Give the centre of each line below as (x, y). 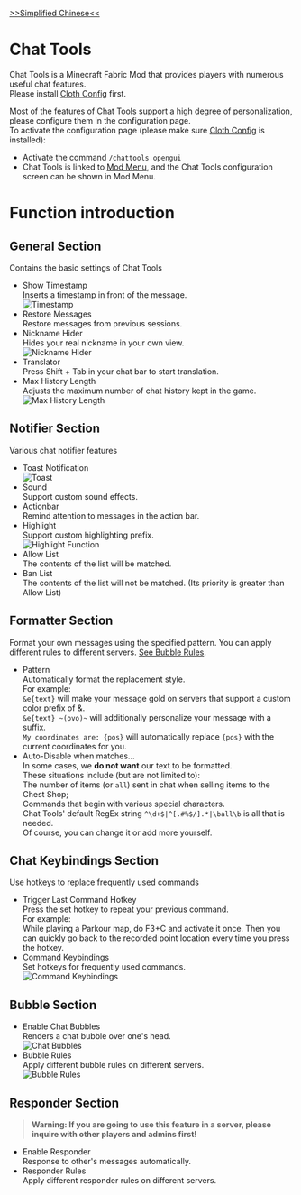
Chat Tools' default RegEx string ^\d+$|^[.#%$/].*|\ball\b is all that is (154, 813)
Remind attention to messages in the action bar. (111, 515)
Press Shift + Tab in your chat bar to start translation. (120, 371)
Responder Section (64, 1103)
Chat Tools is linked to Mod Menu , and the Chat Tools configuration (147, 167)
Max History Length (59, 381)
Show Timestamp (55, 285)
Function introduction (92, 213)
